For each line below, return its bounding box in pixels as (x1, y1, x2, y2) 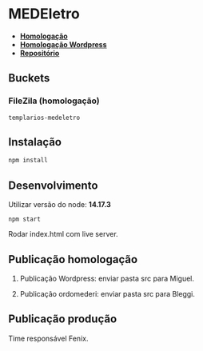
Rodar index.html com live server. (8, 229, 118, 239)
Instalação (8, 135, 62, 149)
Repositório (19, 48, 60, 58)
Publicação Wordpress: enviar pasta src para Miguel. (19, 273, 194, 283)
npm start (8, 215, 42, 224)
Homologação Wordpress (19, 39, 107, 49)
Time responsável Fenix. (8, 333, 89, 343)
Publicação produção (8, 313, 117, 326)
